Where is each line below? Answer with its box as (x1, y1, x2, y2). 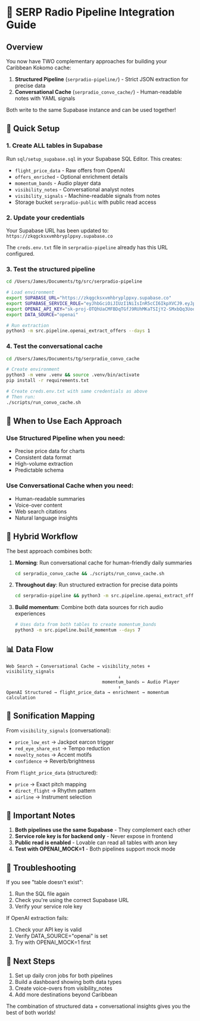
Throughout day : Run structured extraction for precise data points (14, 581, 178, 588)
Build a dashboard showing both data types (14, 979, 122, 986)
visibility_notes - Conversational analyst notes (14, 185, 135, 193)
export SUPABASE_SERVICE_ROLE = (6, 300, 84, 307)
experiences (14, 610, 46, 618)
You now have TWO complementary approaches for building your (6, 58, 167, 65)
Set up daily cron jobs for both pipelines (14, 972, 113, 979)
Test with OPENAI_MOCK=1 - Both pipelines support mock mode (14, 845, 176, 852)
